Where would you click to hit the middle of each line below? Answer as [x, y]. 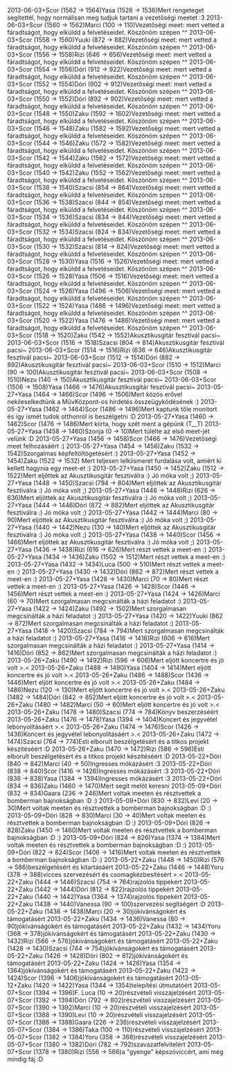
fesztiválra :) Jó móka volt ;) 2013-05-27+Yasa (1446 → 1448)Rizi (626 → [111, 490]
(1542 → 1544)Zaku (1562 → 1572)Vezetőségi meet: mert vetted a [127, 158]
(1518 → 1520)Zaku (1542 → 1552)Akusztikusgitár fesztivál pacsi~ [127, 335]
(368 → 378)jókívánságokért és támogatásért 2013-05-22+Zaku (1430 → [111, 933]
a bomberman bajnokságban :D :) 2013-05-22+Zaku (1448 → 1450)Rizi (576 [116, 860]
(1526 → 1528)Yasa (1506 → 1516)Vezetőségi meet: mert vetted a [126, 276]
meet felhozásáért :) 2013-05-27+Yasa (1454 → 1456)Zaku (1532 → [103, 446]
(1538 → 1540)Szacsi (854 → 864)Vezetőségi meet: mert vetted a [127, 187]
